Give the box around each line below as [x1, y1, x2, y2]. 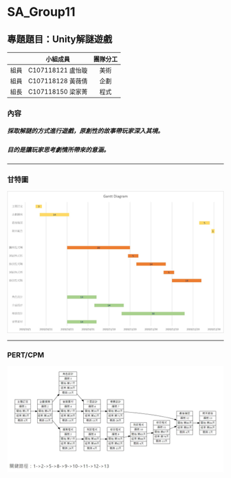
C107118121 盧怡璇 [28, 66, 88, 74]
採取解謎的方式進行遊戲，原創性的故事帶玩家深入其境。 [7, 127, 164, 135]
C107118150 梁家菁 [28, 87, 88, 96]
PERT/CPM [7, 350, 45, 360]
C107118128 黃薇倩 [28, 77, 88, 85]
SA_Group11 [7, 4, 76, 20]
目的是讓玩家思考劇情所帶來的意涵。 [7, 145, 110, 153]
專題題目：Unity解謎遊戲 [7, 33, 112, 45]
